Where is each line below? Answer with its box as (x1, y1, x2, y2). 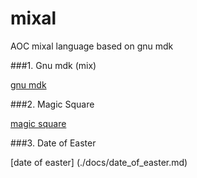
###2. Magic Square (10, 98, 95, 110)
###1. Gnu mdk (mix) (10, 59, 97, 71)
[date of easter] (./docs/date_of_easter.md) (10, 156, 188, 168)
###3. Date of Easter (10, 137, 97, 149)
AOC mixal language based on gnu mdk (10, 40, 174, 52)
